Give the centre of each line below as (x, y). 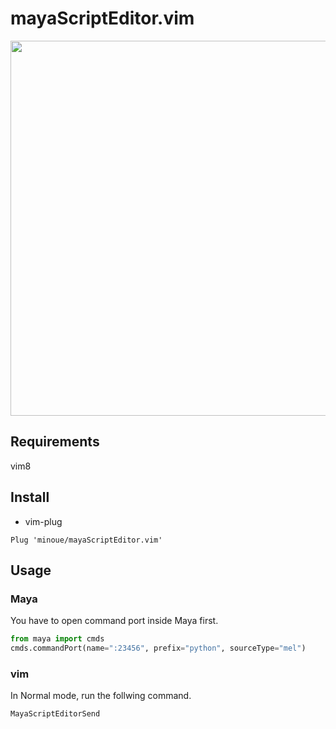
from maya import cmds (57, 639)
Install (30, 497)
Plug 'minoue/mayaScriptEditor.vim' (86, 540)
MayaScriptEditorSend (55, 714)
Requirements (55, 442)
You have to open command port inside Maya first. (114, 621)
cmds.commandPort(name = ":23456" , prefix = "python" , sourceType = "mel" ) (158, 648)
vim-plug (43, 521)
